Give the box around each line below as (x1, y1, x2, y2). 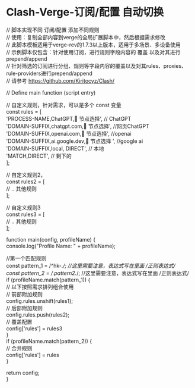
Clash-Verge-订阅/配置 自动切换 (6, 5, 164, 19)
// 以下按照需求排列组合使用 (6, 283, 74, 290)
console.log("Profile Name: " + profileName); (6, 242, 116, 249)
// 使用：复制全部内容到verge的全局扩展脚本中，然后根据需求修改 (6, 33, 166, 40)
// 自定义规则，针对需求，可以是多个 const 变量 (6, 101, 122, 108)
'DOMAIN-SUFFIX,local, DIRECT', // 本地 (6, 145, 105, 152)
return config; (6, 369, 40, 376)
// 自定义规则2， (6, 171, 46, 179)
